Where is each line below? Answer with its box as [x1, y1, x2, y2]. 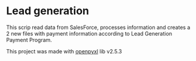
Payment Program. [6, 36, 53, 43]
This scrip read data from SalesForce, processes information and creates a [6, 24, 191, 31]
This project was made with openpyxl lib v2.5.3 [6, 47, 122, 54]
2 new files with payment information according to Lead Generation [6, 30, 172, 37]
